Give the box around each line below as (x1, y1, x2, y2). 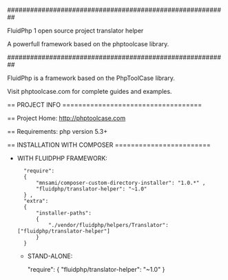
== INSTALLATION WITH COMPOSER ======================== (7, 141, 211, 149)
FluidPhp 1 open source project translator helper (7, 27, 144, 34)
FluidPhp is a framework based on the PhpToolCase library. (7, 74, 176, 82)
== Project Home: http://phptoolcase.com (7, 114, 126, 122)
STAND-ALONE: (27, 252, 73, 260)
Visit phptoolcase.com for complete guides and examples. (7, 88, 172, 95)
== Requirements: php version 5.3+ (7, 128, 108, 135)
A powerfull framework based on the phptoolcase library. (7, 40, 169, 48)
